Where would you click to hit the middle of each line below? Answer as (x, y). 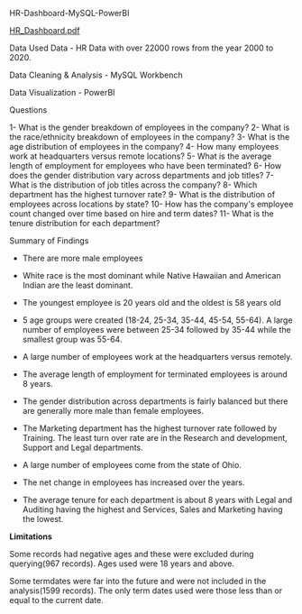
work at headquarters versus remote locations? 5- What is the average (141, 156)
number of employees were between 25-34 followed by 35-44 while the (156, 330)
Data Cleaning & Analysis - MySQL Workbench (96, 75)
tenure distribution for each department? (85, 223)
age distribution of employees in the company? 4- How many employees (144, 147)
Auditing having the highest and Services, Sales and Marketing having (152, 509)
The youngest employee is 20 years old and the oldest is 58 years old (151, 302)
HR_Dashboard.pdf (45, 30)
